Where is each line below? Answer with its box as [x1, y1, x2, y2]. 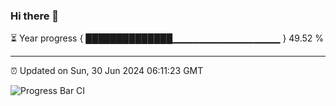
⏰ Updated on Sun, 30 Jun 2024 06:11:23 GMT [10, 65, 204, 77]
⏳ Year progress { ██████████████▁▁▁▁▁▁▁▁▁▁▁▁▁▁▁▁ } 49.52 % [10, 32, 325, 44]
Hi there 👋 [10, 9, 60, 23]
